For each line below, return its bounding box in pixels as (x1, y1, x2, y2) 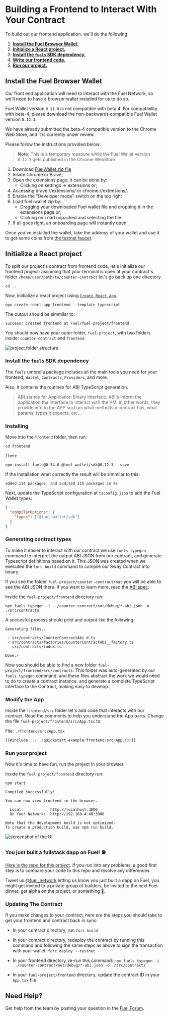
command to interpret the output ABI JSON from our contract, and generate (5, 552, 162, 559)
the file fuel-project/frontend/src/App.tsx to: (5, 718, 102, 724)
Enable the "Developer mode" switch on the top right (12, 193, 122, 199)
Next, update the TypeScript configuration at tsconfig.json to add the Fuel (5, 490, 160, 496)
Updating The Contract (5, 900, 63, 907)
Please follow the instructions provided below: (5, 141, 101, 147)
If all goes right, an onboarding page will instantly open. (12, 220, 128, 226)
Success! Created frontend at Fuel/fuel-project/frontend (5, 321, 129, 326)
